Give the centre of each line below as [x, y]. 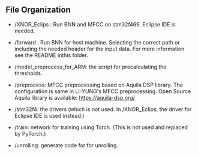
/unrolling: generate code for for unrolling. [66, 145]
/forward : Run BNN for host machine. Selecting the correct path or [97, 42]
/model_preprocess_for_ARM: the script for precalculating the [90, 67]
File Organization [38, 10]
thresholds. [28, 73]
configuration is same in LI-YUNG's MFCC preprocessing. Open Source [103, 91]
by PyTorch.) [30, 133]
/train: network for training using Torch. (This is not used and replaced [101, 127]
